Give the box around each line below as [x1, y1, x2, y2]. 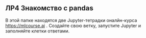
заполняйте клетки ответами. [5, 27, 70, 34]
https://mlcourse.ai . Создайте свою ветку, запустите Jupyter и [5, 22, 141, 28]
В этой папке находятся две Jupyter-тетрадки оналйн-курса [5, 17, 137, 23]
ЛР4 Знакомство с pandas [5, 4, 93, 12]
